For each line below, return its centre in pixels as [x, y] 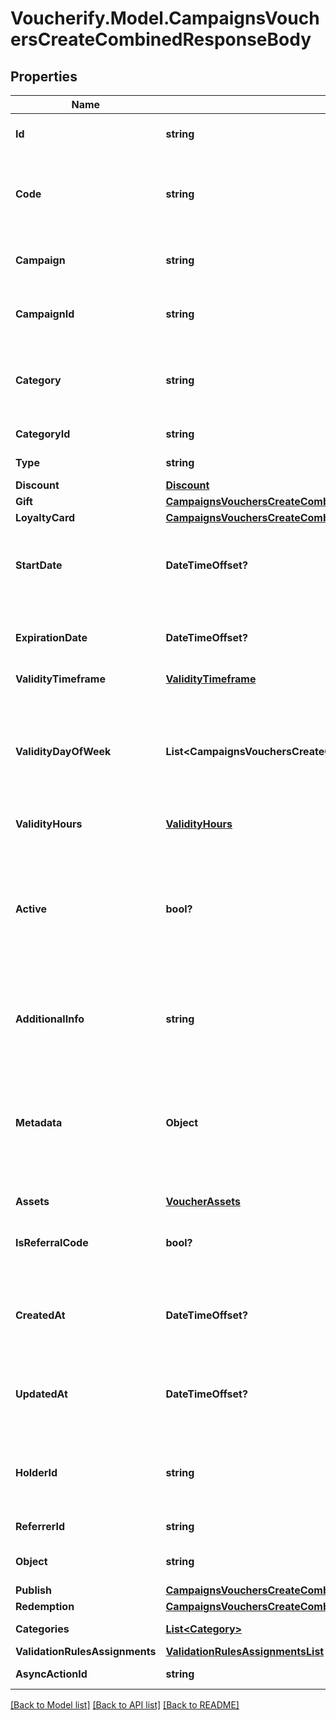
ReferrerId [40, 1526]
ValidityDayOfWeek [63, 751]
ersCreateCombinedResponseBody [161, 39]
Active [31, 909]
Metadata [39, 1122]
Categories [42, 1629]
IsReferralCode [52, 1242]
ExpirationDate [51, 637]
